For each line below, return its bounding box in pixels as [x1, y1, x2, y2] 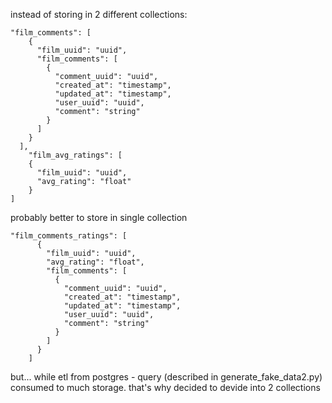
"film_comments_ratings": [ [10, 231, 128, 241]
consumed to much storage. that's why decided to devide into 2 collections [10, 382, 321, 393]
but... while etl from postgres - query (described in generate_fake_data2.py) [10, 371, 323, 383]
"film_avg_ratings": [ [28, 150, 123, 160]
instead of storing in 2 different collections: [10, 9, 188, 20]
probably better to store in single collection [10, 212, 188, 223]
